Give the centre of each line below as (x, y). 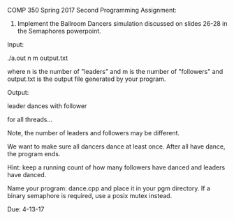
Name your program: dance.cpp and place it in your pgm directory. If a (109, 188)
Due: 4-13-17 (26, 209)
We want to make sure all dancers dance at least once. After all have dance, (116, 146)
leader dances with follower (47, 106)
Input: (16, 44)
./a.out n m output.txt (38, 58)
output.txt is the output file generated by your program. (87, 79)
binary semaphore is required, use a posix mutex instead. (90, 196)
